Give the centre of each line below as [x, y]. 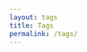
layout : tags [34, 17]
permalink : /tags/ [43, 33]
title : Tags [31, 26]
